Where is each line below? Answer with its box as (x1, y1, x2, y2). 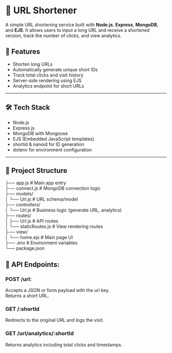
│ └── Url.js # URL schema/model (5, 196, 78, 202)
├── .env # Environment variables (5, 240, 78, 246)
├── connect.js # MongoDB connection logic (5, 185, 101, 191)
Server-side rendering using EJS (12, 77, 82, 84)
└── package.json (5, 245, 45, 251)
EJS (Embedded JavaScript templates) (12, 135, 95, 142)
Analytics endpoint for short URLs (12, 83, 84, 89)
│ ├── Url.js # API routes (5, 218, 59, 224)
